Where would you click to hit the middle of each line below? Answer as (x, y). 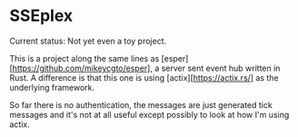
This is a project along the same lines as (84, 58)
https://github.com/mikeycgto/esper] (81, 68)
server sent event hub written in (221, 68)
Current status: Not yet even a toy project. (88, 41)
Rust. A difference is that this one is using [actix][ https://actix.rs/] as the (144, 77)
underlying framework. (52, 87)
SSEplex (41, 16)
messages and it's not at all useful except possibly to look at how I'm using (149, 114)
